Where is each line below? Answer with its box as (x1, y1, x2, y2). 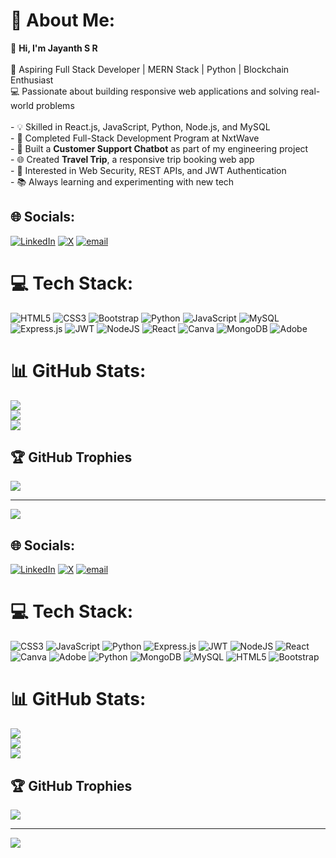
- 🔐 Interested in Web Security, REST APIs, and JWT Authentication (10, 164, 287, 176)
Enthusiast (10, 74, 54, 86)
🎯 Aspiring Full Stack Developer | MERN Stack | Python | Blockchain (10, 63, 290, 75)
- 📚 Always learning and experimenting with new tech (10, 175, 235, 188)
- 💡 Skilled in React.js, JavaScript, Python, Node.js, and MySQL (10, 120, 271, 133)
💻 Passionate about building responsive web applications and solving (10, 85, 299, 97)
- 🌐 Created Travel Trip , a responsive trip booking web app (10, 153, 255, 165)
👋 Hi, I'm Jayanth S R (10, 42, 98, 54)
